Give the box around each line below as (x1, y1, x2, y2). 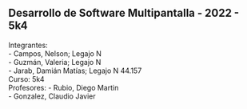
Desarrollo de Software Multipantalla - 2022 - (8, 6, 240, 20)
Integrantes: (8, 40, 48, 50)
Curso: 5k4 (8, 74, 45, 83)
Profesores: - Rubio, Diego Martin (8, 83, 119, 92)
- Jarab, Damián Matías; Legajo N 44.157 (8, 66, 142, 75)
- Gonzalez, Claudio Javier (8, 91, 96, 101)
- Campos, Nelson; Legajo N (8, 48, 102, 59)
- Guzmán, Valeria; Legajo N (8, 57, 102, 67)
